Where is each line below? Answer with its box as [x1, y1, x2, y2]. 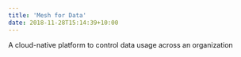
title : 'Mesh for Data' [8, 11, 87, 20]
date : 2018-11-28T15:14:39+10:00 [8, 19, 119, 27]
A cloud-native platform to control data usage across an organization [8, 40, 234, 49]
